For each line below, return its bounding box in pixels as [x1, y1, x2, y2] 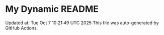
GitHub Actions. [5, 25, 38, 31]
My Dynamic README [5, 3, 99, 15]
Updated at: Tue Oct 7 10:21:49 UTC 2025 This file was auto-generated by [5, 20, 159, 26]
